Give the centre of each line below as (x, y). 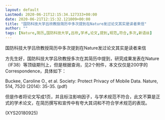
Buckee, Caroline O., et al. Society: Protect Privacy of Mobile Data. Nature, (82, 81)
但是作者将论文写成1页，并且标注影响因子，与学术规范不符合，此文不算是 (80, 96)
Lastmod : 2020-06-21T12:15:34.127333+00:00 (51, 14)
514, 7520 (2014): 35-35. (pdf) (36, 86)
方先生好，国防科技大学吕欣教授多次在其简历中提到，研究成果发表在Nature (82, 58)
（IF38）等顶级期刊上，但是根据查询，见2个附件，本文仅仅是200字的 (77, 65)
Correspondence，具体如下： (36, 71)
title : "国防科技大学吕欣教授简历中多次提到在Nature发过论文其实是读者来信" (76, 24)
